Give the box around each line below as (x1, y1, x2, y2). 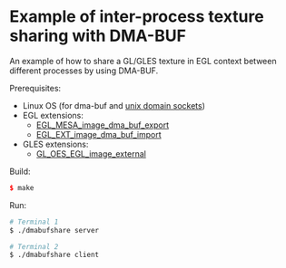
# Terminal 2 (9, 242, 59, 251)
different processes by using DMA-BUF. (9, 65, 159, 76)
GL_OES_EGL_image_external (35, 148, 147, 159)
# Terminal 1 (9, 217, 59, 226)
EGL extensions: (22, 110, 84, 120)
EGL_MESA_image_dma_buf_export (35, 120, 170, 130)
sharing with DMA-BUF (9, 25, 186, 46)
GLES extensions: (22, 139, 89, 149)
